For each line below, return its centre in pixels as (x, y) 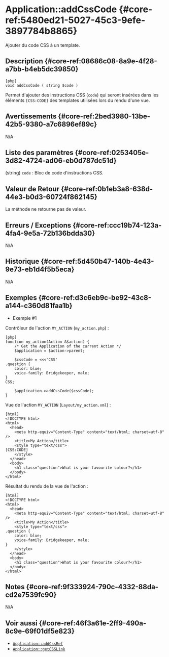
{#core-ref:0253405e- (112, 152)
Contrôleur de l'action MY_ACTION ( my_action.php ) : (57, 328)
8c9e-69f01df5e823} (40, 631)
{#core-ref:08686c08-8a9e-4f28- (101, 61)
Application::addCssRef (38, 644)
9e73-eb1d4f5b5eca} (40, 270)
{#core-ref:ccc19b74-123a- (117, 225)
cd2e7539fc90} (31, 595)
